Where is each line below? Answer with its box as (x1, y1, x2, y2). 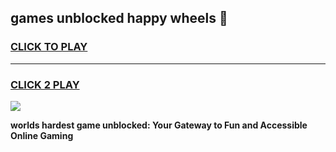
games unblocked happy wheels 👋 (10, 10, 228, 27)
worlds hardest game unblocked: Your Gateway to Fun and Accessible (10, 119, 308, 131)
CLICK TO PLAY (10, 40, 88, 54)
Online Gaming (10, 129, 74, 141)
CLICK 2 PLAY (10, 77, 80, 91)
